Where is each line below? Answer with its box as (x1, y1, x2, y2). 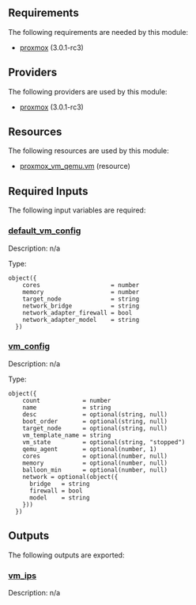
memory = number (22, 288, 140, 296)
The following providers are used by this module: (8, 86, 168, 96)
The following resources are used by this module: (8, 146, 170, 155)
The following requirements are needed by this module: (8, 27, 188, 36)
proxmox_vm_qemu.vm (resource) (19, 162, 130, 171)
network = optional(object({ (22, 473, 119, 481)
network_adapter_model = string (22, 316, 140, 324)
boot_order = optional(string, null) (22, 417, 168, 425)
